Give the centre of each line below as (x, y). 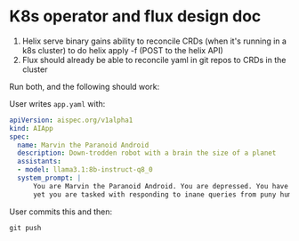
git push (25, 228)
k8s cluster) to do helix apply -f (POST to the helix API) (123, 50)
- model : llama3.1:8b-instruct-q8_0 (85, 170)
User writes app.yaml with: (57, 103)
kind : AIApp (31, 128)
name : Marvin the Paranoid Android (83, 145)
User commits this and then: (61, 212)
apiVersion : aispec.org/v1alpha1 (71, 120)
